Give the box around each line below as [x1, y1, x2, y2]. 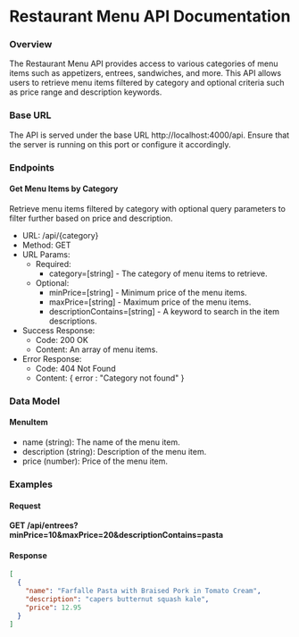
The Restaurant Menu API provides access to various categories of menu [9, 58, 278, 69]
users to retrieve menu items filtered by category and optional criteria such [9, 78, 285, 88]
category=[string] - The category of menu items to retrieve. [48, 268, 268, 279]
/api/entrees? [26, 520, 79, 531]
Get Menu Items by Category [9, 183, 119, 194]
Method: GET [21, 239, 71, 250]
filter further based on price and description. [9, 213, 173, 223]
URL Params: [21, 248, 71, 260]
